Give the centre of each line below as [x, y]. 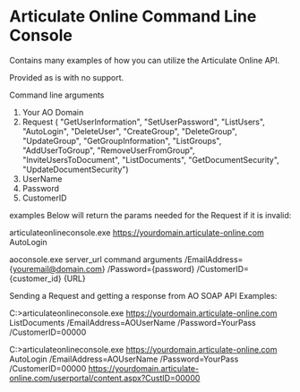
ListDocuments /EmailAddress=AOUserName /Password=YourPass [133, 322]
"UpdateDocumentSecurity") [75, 169]
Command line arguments [57, 95]
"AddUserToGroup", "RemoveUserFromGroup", [108, 150]
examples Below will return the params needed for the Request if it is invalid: [150, 215]
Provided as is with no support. [67, 77]
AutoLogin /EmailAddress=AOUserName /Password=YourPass [124, 359]
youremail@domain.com [57, 268]
